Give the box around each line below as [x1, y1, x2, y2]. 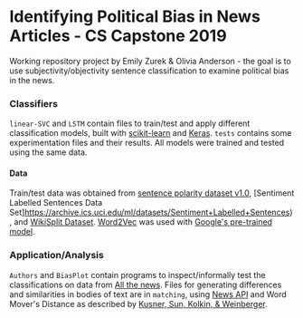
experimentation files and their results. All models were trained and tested [9, 138, 285, 149]
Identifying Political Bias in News [9, 6, 260, 27]
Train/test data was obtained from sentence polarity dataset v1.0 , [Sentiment [9, 188, 295, 198]
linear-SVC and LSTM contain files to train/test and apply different [9, 118, 251, 129]
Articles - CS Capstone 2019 [9, 25, 228, 46]
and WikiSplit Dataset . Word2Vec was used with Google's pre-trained [13, 217, 273, 227]
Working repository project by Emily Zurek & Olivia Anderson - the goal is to [9, 55, 291, 66]
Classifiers [9, 97, 59, 110]
